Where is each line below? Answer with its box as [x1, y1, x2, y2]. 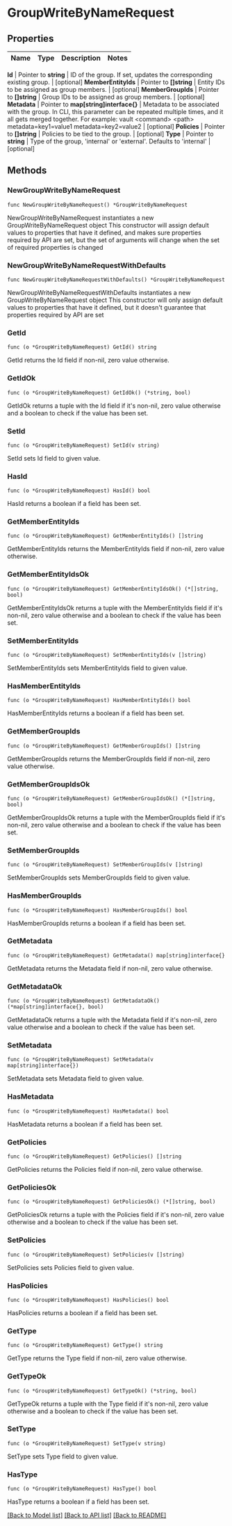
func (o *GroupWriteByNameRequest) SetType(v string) [7, 1440, 167, 1447]
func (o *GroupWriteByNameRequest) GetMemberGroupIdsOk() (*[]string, [7, 795, 216, 802]
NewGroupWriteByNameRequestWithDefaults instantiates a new [7, 288, 191, 296]
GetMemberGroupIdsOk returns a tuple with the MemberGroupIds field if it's [7, 813, 226, 822]
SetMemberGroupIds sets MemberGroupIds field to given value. [7, 873, 190, 882]
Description [61, 54, 101, 63]
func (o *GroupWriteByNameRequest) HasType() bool [7, 1486, 157, 1493]
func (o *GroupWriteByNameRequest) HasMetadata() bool [7, 1108, 169, 1115]
